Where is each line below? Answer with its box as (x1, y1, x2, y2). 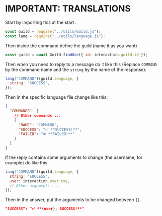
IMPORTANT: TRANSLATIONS (5, 3, 131, 14)
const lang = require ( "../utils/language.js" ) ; (5, 33, 106, 39)
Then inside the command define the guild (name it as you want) (5, 43, 138, 49)
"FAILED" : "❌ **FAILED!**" (18, 132, 75, 137)
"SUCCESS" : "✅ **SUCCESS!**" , (18, 127, 82, 132)
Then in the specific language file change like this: (5, 94, 108, 100)
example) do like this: (5, 159, 49, 165)
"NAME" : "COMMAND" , (18, 122, 59, 127)
